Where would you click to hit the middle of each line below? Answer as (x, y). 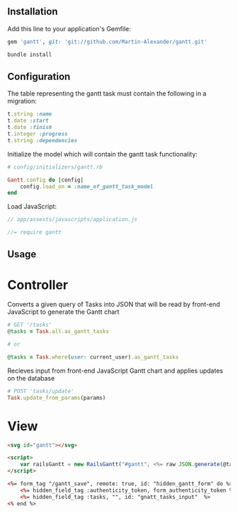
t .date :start (28, 121)
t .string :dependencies (42, 140)
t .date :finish (30, 128)
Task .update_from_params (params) (57, 398)
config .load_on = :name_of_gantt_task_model (87, 186)
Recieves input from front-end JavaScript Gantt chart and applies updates (115, 371)
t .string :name (30, 114)
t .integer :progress (38, 134)
